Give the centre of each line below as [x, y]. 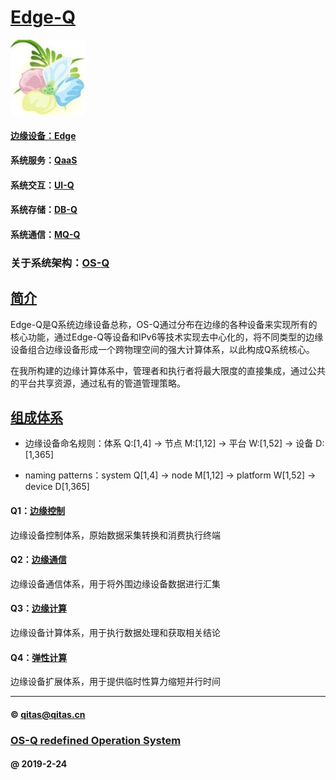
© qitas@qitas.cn [48, 714]
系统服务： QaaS [44, 160]
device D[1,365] [57, 487]
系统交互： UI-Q [42, 185]
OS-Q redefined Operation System [96, 740]
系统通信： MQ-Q [45, 234]
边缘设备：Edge [43, 135]
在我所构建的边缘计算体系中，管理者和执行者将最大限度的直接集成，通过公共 [168, 370]
